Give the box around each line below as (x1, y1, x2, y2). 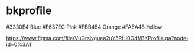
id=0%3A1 (6, 41, 31, 48)
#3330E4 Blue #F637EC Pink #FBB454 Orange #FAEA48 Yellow (6, 23, 162, 30)
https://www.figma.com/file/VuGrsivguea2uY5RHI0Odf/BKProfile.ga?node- (6, 34, 189, 41)
